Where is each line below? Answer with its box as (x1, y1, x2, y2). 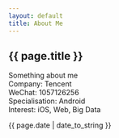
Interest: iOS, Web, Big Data (8, 105, 101, 115)
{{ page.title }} (8, 49, 83, 63)
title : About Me (8, 19, 63, 27)
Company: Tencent (8, 79, 72, 89)
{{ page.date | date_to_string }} (8, 120, 112, 130)
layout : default (8, 11, 63, 20)
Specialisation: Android (8, 96, 86, 106)
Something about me (8, 70, 79, 81)
